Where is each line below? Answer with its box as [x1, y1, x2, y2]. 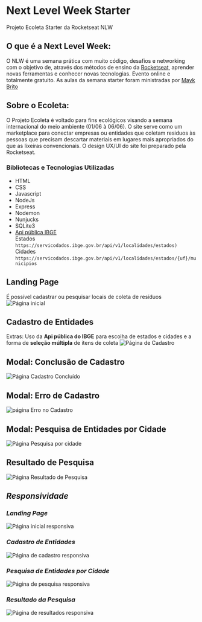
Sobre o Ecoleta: [6, 100, 69, 111]
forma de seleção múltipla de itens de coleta [6, 339, 119, 347]
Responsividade [6, 491, 69, 501]
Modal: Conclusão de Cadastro [6, 357, 125, 367]
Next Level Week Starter [6, 4, 131, 18]
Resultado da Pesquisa [6, 595, 75, 604]
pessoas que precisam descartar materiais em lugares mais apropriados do [6, 135, 194, 143]
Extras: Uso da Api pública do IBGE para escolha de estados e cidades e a [6, 333, 192, 340]
